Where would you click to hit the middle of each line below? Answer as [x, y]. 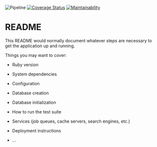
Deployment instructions [37, 130]
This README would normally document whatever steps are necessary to [78, 40]
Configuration [26, 83]
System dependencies [34, 74]
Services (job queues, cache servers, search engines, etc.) [71, 121]
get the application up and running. [40, 46]
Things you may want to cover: [36, 55]
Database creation [31, 93]
